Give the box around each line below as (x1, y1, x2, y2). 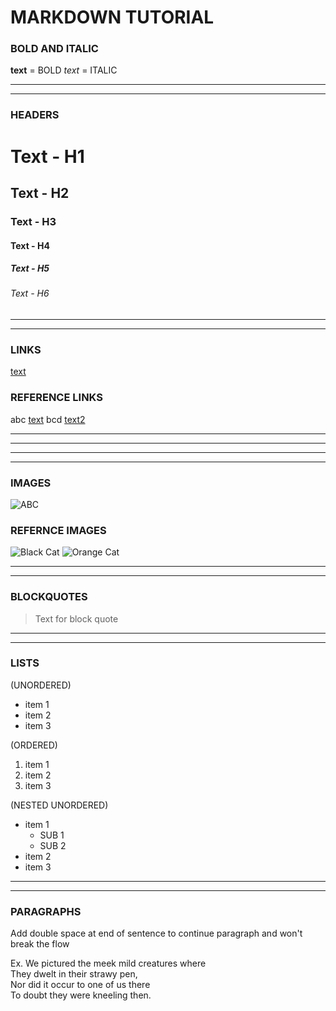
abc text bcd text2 (10, 413, 86, 425)
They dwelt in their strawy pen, (10, 968, 138, 980)
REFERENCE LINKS (10, 391, 103, 405)
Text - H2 (10, 184, 70, 201)
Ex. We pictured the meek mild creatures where (10, 957, 207, 970)
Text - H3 (10, 214, 57, 228)
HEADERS (10, 108, 60, 122)
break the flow (10, 938, 70, 950)
